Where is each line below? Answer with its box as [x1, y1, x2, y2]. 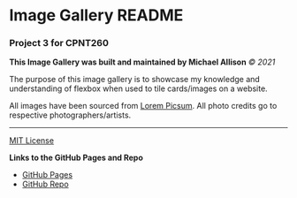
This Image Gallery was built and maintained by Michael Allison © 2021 [9, 57, 276, 67]
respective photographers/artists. [9, 110, 132, 120]
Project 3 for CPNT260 [9, 37, 109, 49]
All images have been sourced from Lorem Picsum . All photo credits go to [9, 101, 278, 111]
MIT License [9, 135, 55, 146]
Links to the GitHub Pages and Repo [9, 152, 144, 164]
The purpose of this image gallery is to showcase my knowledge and [9, 74, 261, 85]
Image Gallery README [9, 5, 184, 26]
